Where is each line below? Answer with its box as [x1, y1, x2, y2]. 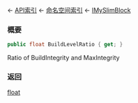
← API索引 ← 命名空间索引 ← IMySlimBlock [7, 6, 131, 14]
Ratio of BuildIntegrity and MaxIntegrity [7, 54, 120, 62]
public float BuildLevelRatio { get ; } [7, 41, 123, 48]
